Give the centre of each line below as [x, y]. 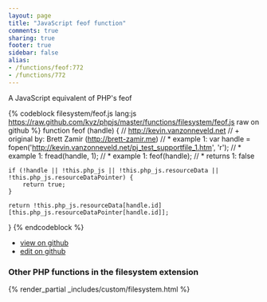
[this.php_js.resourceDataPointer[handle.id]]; [89, 213]
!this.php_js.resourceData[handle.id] [97, 205]
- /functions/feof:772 [46, 68]
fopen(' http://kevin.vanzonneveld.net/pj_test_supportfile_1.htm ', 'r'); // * [125, 147]
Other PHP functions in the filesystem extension [104, 272]
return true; [44, 185]
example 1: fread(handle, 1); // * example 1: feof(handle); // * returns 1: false [132, 156]
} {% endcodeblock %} [46, 227]
